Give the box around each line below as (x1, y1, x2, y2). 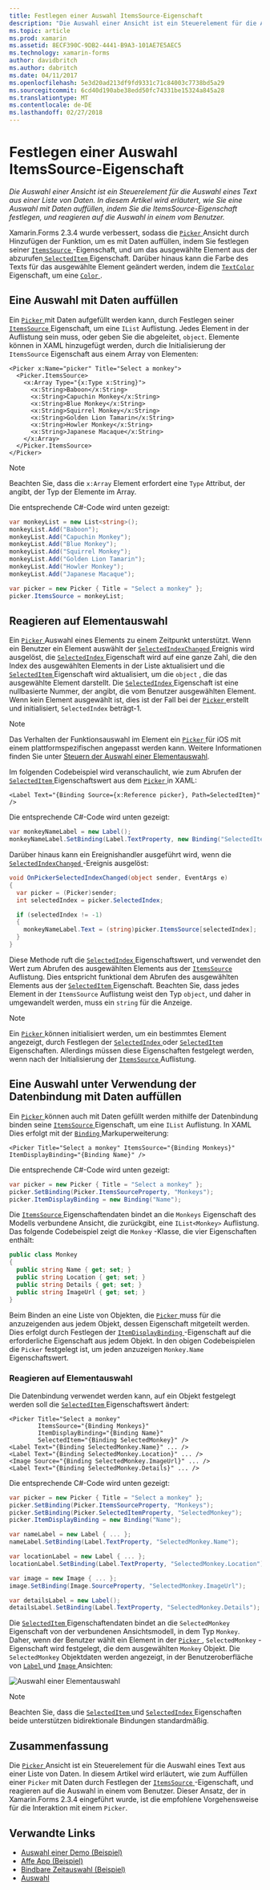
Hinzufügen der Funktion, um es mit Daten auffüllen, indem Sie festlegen (9, 236, 249, 245)
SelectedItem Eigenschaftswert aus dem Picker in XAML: (9, 775, 197, 786)
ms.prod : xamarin (9, 34, 67, 42)
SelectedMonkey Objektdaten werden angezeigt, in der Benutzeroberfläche (9, 1653, 253, 1662)
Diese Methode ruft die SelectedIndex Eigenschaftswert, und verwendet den (9, 955, 261, 965)
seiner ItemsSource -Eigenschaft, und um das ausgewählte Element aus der (9, 245, 258, 254)
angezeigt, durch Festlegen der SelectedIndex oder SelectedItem (9, 1037, 224, 1046)
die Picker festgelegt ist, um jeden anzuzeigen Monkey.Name (9, 1344, 204, 1354)
